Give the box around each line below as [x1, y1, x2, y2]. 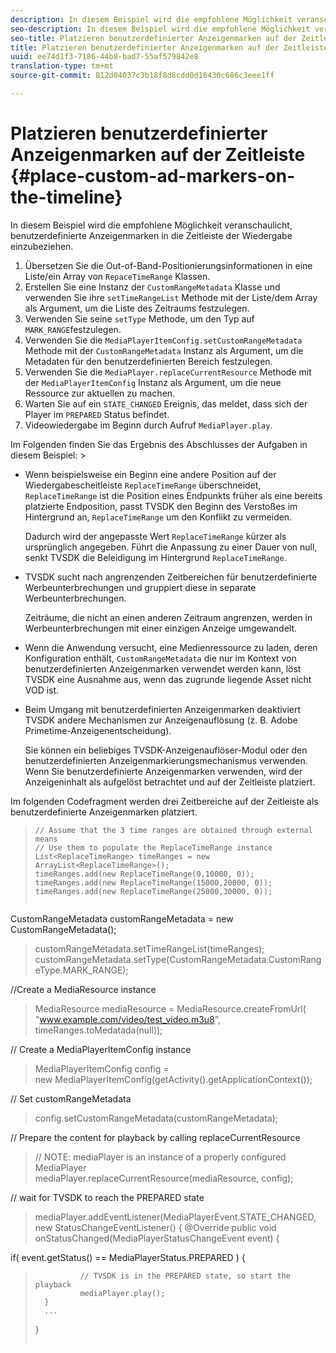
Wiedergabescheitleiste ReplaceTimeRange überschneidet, [24, 479, 262, 491]
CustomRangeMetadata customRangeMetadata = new [10, 912, 234, 925]
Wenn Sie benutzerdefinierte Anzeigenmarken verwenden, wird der [24, 765, 303, 777]
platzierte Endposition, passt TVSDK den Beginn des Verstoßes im [24, 500, 298, 512]
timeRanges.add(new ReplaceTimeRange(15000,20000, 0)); [34, 877, 273, 888]
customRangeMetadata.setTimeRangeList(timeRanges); [34, 942, 265, 955]
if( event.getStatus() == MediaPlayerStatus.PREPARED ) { [10, 1251, 246, 1263]
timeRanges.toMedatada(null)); [34, 1024, 163, 1036]
